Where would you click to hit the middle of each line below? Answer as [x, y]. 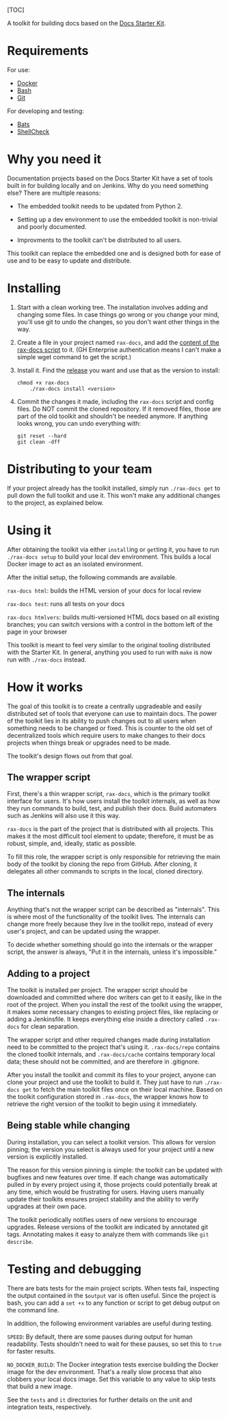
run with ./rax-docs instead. [47, 659]
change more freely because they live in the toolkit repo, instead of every [110, 924]
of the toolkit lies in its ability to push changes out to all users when [102, 721]
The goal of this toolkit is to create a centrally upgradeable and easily [105, 706]
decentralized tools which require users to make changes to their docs [106, 735]
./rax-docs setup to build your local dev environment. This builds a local [109, 556]
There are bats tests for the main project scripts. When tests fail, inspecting [113, 1288]
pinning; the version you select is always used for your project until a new [110, 1149]
